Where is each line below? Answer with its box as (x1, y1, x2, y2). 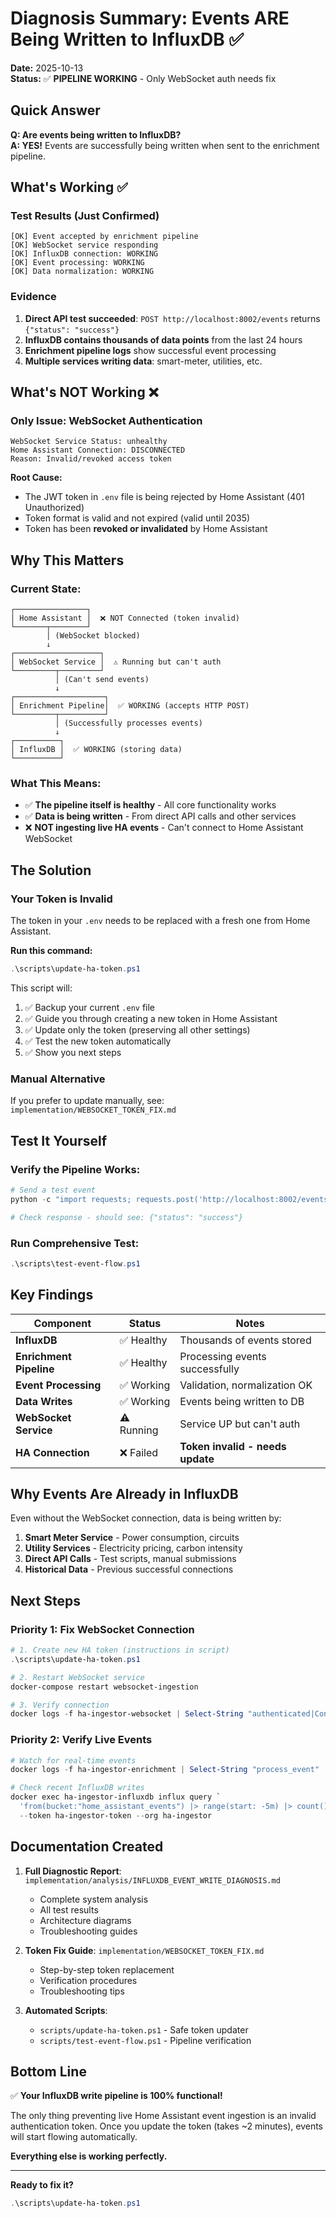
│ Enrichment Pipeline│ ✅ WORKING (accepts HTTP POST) (10, 701, 250, 711)
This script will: (10, 982, 73, 994)
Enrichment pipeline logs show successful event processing (24, 344, 277, 356)
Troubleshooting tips (39, 1985, 125, 1997)
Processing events (179, 1349, 267, 1363)
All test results (39, 1903, 99, 1916)
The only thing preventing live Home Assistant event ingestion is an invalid (10, 2110, 317, 2122)
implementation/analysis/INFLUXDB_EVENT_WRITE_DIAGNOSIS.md (24, 1875, 281, 1886)
